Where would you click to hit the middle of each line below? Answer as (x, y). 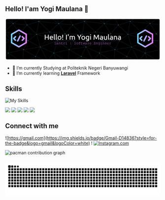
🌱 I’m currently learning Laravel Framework (56, 73)
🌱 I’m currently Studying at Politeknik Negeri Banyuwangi (70, 68)
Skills (14, 89)
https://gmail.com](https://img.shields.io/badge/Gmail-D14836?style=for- (82, 138)
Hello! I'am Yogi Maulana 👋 (47, 9)
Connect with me (32, 126)
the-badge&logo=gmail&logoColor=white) (48, 143)
